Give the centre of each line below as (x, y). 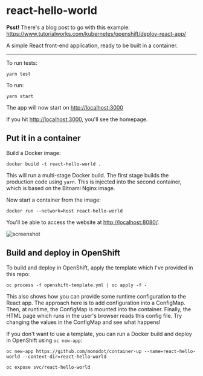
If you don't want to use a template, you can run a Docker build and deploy (99, 334)
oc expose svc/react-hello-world (48, 367)
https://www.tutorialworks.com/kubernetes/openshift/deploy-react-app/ (96, 33)
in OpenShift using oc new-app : (44, 340)
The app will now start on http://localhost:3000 (65, 107)
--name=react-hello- (170, 351)
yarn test (19, 74)
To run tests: (22, 63)
